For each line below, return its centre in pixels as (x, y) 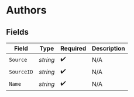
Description (108, 48)
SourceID (21, 72)
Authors (26, 10)
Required (73, 48)
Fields (18, 32)
